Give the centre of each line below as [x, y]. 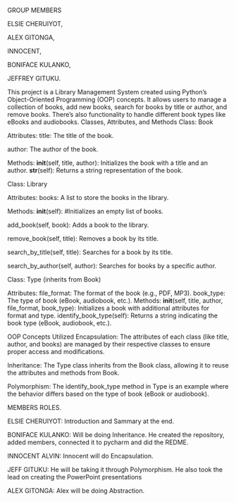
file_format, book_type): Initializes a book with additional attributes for [108, 308]
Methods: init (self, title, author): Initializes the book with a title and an [107, 163]
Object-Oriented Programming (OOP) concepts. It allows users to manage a [117, 99]
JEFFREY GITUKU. [34, 78]
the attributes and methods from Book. [63, 373]
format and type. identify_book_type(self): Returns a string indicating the [113, 315]
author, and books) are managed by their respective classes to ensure [109, 344]
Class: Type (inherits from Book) [54, 280]
